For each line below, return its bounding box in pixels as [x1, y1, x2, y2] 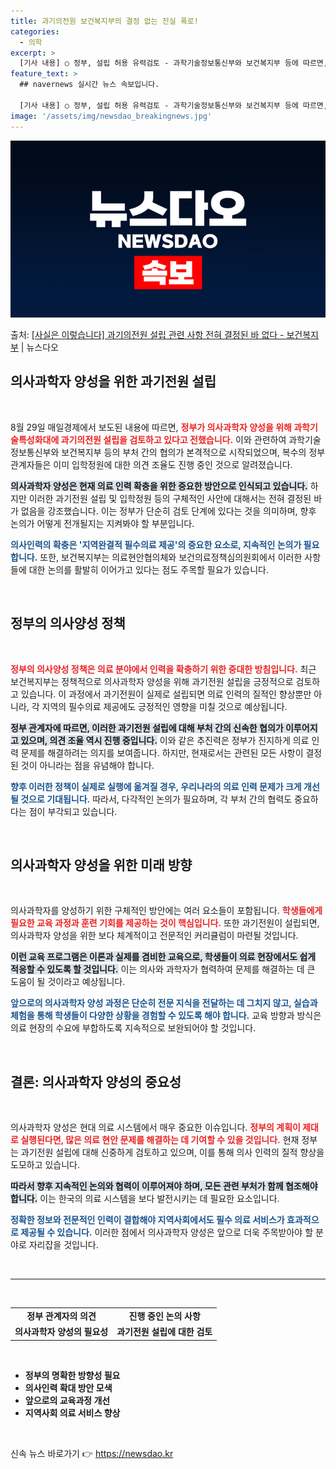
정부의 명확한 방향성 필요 [24, 1369, 121, 1381]
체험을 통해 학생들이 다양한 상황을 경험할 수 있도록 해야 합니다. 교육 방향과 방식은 [10, 1010, 322, 1022]
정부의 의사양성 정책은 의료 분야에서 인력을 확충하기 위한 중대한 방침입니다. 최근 [10, 663, 317, 675]
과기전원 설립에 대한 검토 [116, 1326, 213, 1338]
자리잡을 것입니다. [28, 1239, 99, 1251]
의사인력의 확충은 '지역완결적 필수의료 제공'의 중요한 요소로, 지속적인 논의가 [10, 538, 302, 550]
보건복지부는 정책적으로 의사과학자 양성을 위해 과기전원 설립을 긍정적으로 [10, 675, 294, 687]
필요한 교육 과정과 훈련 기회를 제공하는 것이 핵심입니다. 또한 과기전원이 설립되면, [10, 917, 320, 929]
